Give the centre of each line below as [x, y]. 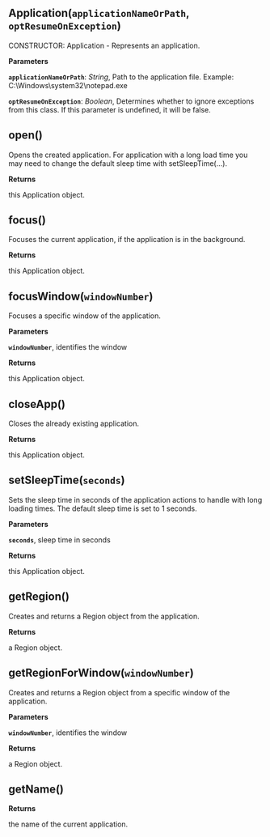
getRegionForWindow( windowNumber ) [101, 673]
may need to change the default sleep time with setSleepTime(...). [118, 163]
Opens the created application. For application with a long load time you [128, 155]
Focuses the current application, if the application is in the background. [127, 240]
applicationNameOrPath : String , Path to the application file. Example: [121, 77]
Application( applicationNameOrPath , [99, 13]
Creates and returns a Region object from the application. [104, 616]
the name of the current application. [68, 824]
